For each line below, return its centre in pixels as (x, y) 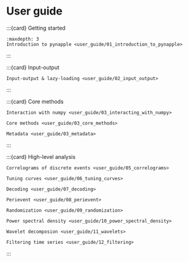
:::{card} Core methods (35, 101)
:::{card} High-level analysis (41, 156)
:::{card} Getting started (36, 28)
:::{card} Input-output (33, 67)
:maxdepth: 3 (23, 39)
